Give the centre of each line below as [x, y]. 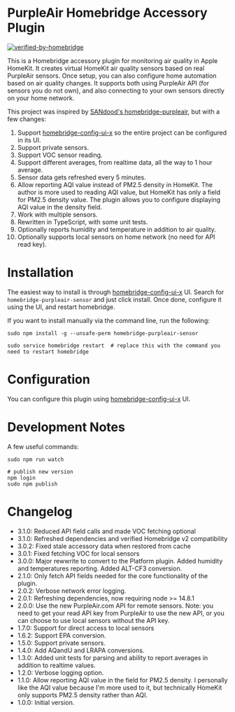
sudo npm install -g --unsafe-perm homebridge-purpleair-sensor [103, 333]
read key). [32, 244]
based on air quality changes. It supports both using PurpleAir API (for [108, 83]
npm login [22, 478]
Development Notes [66, 427]
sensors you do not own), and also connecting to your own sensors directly [116, 90]
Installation [41, 273]
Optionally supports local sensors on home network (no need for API [116, 237]
